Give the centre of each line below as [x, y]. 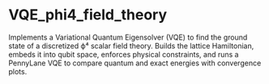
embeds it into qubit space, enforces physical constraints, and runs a [124, 54]
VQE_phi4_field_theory [88, 15]
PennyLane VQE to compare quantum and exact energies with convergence [135, 63]
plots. [18, 71]
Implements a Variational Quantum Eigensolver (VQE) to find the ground [128, 37]
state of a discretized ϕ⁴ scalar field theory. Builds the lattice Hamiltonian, [131, 45]
